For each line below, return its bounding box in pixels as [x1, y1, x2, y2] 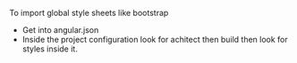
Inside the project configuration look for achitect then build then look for [21, 35, 288, 44]
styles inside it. [21, 43, 78, 54]
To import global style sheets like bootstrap [9, 8, 169, 18]
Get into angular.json [21, 25, 99, 35]
